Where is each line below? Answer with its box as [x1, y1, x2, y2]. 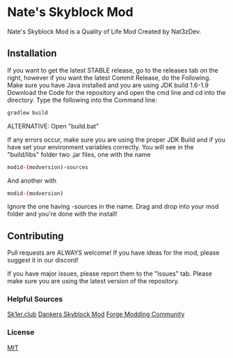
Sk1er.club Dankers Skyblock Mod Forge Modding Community [7, 310, 185, 318]
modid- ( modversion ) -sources [7, 163, 89, 171]
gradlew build [7, 109, 49, 116]
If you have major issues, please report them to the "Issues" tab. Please [7, 269, 212, 278]
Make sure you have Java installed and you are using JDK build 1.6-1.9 [7, 81, 209, 89]
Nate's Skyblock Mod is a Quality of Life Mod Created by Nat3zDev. [7, 27, 202, 36]
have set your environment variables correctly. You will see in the [7, 142, 194, 151]
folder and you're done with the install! [7, 210, 118, 218]
